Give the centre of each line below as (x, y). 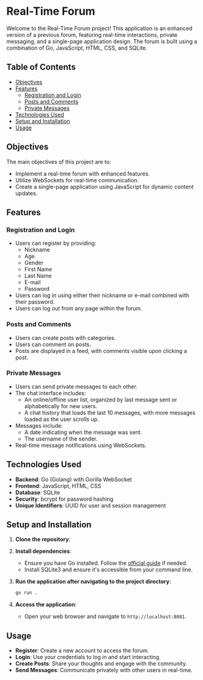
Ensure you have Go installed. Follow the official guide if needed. (106, 563)
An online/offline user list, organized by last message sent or (101, 400)
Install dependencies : (43, 551)
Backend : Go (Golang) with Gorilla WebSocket (74, 479)
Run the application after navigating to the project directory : (93, 582)
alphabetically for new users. (61, 406)
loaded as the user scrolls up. (61, 419)
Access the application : (46, 605)
